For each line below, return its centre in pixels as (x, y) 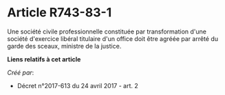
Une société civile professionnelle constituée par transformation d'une (107, 31)
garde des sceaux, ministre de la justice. (64, 46)
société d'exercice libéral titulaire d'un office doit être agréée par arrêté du (113, 38)
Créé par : (21, 72)
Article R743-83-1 (60, 13)
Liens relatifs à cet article (44, 59)
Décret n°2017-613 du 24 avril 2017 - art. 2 (78, 85)
